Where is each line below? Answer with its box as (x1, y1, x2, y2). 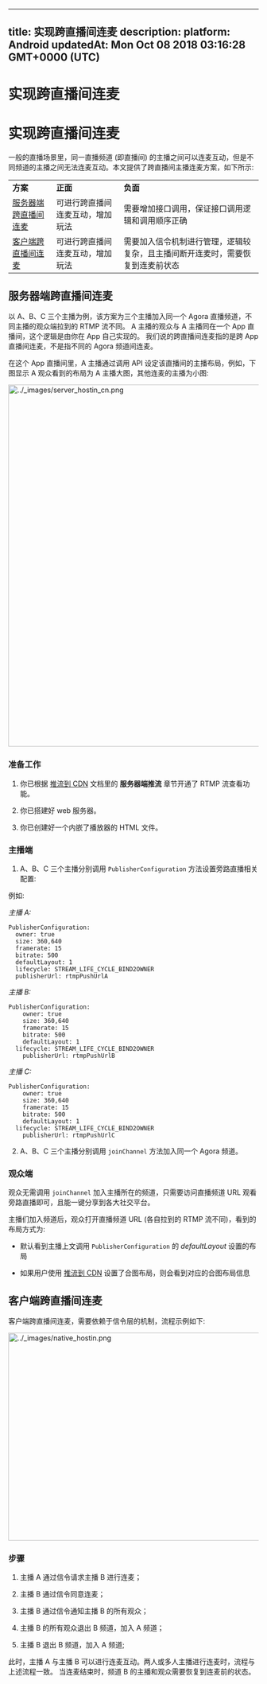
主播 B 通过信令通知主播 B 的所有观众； (19, 1606, 149, 1616)
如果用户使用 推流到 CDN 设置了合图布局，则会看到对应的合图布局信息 (19, 1268, 250, 1278)
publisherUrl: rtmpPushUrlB (22, 1052, 115, 1060)
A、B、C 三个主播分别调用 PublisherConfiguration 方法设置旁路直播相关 (19, 864, 258, 873)
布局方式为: (8, 1224, 46, 1234)
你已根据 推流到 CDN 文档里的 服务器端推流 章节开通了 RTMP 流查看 (19, 779, 243, 788)
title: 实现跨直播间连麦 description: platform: (8, 25, 230, 39)
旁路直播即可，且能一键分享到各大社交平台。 (8, 1198, 155, 1208)
